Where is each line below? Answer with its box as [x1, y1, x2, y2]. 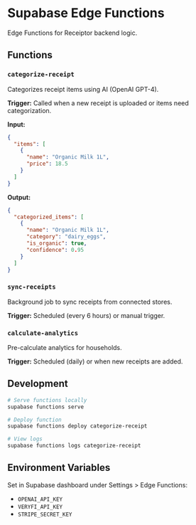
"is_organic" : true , [26, 240, 87, 247]
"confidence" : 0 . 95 [26, 246, 84, 253]
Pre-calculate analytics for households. [7, 343, 122, 351]
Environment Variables [7, 462, 111, 474]
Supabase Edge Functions [7, 5, 165, 21]
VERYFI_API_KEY [17, 503, 63, 510]
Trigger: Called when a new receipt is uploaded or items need [7, 98, 190, 107]
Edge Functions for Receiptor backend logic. [7, 28, 138, 37]
